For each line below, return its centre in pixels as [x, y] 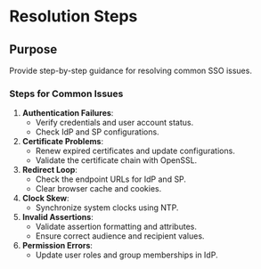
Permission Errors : [57, 246]
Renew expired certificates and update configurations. [135, 151]
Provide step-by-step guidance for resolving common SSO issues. [130, 70]
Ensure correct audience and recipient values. [120, 236]
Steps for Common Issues [66, 94]
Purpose [33, 49]
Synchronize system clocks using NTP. [107, 208]
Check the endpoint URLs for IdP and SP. [111, 179]
